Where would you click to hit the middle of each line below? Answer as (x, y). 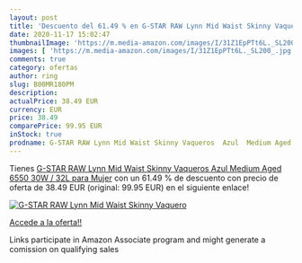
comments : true (38, 59)
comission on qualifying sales (64, 249)
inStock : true (36, 135)
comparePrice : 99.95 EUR (56, 127)
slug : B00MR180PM (42, 84)
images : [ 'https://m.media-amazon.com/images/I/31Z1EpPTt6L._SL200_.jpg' (152, 51)
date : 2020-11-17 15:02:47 (60, 34)
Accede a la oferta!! (46, 222)
